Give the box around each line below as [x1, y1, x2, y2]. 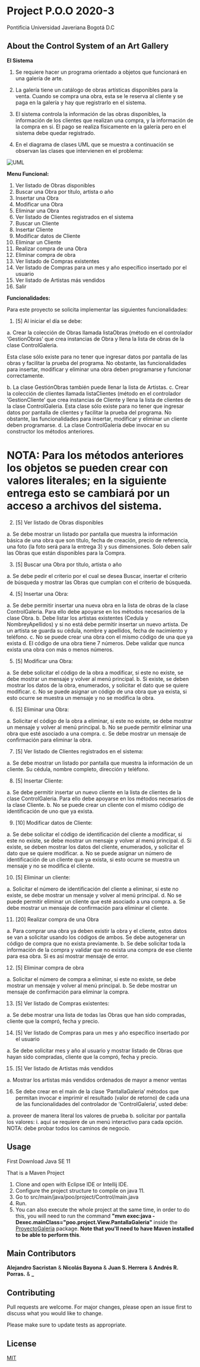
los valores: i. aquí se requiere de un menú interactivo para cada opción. [7, 1118, 183, 1125]
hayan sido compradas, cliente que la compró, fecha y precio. [7, 1053, 158, 1060]
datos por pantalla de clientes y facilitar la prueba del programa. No [7, 408, 172, 416]
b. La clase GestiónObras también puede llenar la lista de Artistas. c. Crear [7, 384, 189, 391]
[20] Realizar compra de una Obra [15, 916, 99, 923]
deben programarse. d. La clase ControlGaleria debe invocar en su [7, 421, 170, 429]
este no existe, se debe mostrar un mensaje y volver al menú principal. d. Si [7, 837, 192, 844]
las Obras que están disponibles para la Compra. [7, 549, 126, 557]
